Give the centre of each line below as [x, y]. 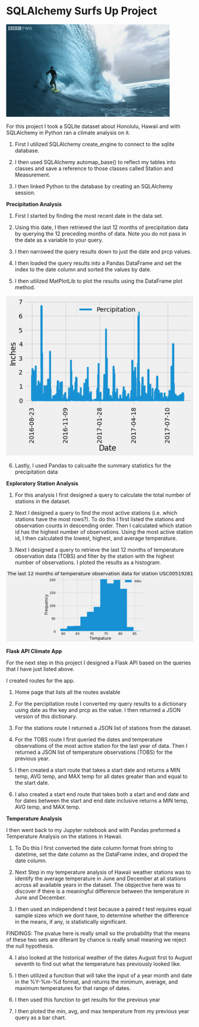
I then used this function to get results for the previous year [87, 1000]
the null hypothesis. [30, 946]
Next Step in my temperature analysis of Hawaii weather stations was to [103, 872]
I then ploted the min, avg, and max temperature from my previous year [102, 1011]
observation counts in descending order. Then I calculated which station [103, 525]
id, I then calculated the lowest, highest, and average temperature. [96, 538]
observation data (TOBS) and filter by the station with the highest [94, 556]
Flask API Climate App [34, 651]
